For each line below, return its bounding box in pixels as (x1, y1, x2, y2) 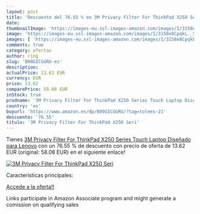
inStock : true (6, 92, 42, 98)
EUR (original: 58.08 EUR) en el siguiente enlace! (6, 148, 126, 156)
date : (6, 20, 20, 26)
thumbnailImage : (6, 25, 46, 32)
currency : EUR (6, 75, 42, 81)
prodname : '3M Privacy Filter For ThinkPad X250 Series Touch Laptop (6, 97, 183, 103)
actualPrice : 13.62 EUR (6, 70, 65, 76)
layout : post (6, 8, 39, 15)
